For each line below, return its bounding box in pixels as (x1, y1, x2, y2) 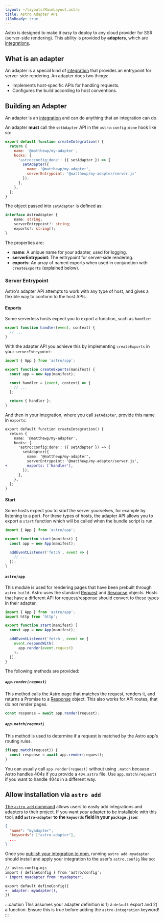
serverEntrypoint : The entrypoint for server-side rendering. (12, 254, 134, 260)
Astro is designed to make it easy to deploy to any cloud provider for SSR (5, 30, 153, 36)
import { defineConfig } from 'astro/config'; (5, 870, 102, 875)
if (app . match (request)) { (5, 748, 58, 753)
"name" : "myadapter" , (9, 828, 54, 833)
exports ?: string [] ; (14, 226, 56, 231)
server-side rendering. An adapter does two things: (5, 73, 109, 79)
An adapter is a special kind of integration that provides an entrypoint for (5, 67, 152, 74)
